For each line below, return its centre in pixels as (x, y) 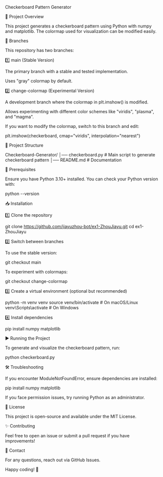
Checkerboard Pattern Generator (38, 7)
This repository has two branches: (40, 50)
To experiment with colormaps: (36, 272)
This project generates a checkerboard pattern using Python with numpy (78, 26)
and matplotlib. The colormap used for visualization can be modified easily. (81, 31)
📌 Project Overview (24, 16)
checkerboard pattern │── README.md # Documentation (63, 160)
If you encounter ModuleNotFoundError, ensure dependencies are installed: (81, 378)
